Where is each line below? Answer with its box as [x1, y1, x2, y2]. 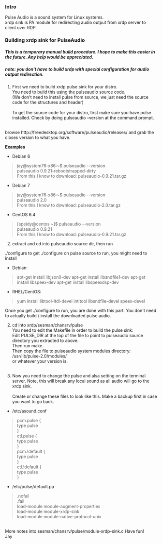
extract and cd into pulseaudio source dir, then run [12, 240, 113, 246]
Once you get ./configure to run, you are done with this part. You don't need [5, 307, 156, 313]
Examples [5, 144, 26, 150]
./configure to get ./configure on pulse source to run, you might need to [5, 250, 147, 256]
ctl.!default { [16, 464, 42, 470]
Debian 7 [12, 182, 30, 188]
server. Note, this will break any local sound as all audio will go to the [12, 378, 150, 384]
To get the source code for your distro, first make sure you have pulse [12, 109, 151, 115]
